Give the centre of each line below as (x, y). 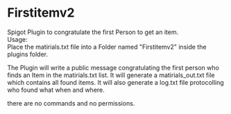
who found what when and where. (56, 90)
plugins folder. (28, 54)
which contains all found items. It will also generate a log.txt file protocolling (115, 82)
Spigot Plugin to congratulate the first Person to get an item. (93, 32)
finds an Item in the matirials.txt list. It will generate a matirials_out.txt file (111, 75)
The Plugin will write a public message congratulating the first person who (113, 67)
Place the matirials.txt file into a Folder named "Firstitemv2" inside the (107, 47)
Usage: (17, 39)
